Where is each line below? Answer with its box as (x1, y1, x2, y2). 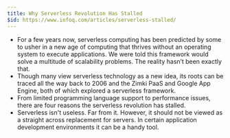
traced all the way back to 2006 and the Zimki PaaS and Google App (16, 79, 211, 87)
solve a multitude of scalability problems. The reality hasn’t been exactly (16, 57, 222, 65)
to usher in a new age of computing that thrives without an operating (16, 43, 211, 51)
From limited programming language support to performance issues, (16, 93, 211, 102)
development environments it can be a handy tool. (16, 123, 159, 131)
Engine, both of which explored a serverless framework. (16, 87, 176, 95)
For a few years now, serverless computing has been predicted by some (16, 35, 222, 43)
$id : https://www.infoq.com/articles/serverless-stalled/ (7, 16, 176, 23)
